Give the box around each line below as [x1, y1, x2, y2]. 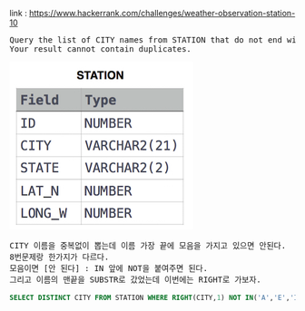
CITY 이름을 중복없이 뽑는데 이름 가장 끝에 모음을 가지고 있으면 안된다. [9, 240, 287, 250]
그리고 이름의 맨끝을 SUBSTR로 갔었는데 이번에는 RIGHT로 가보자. [9, 275, 261, 285]
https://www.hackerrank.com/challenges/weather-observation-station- [28, 8, 296, 18]
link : [9, 8, 27, 18]
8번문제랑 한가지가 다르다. [9, 252, 110, 262]
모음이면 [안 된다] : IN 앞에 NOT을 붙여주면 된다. [9, 263, 209, 273]
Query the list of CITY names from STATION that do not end [9, 35, 283, 44]
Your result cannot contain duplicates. [9, 44, 192, 53]
